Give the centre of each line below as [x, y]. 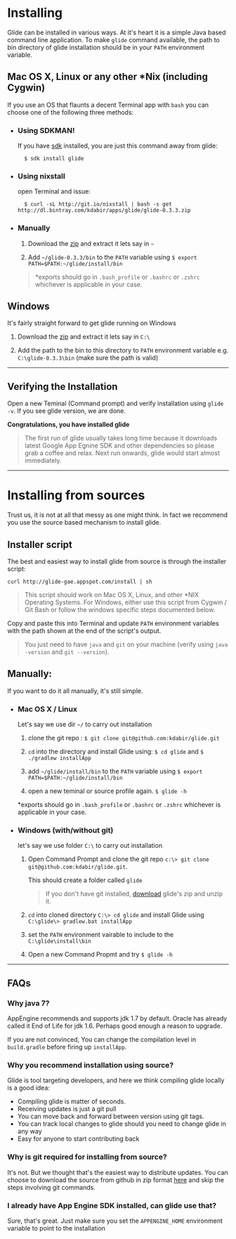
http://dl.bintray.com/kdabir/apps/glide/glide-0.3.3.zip [104, 211]
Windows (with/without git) [65, 830]
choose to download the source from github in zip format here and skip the [116, 1180]
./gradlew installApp [59, 759]
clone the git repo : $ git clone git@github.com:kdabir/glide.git [124, 738]
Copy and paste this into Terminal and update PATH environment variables [113, 624]
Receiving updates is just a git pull [67, 1109]
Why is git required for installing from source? [87, 1157]
